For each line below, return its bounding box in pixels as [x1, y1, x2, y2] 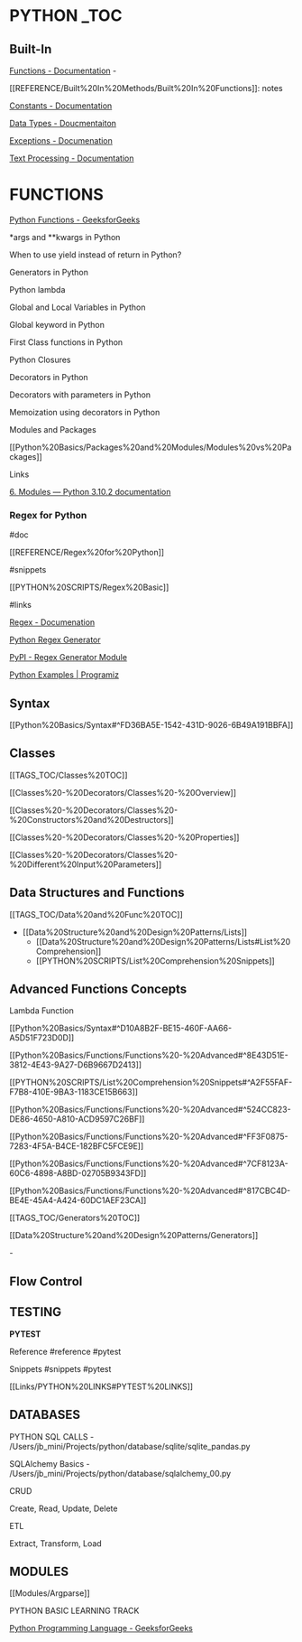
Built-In [9, 42, 52, 57]
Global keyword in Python [9, 319, 105, 330]
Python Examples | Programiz [9, 669, 120, 680]
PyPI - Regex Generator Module [9, 652, 128, 663]
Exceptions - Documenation [9, 135, 113, 145]
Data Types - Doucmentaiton [9, 118, 117, 128]
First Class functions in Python [9, 336, 124, 348]
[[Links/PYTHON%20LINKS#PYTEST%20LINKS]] [9, 1381, 194, 1392]
